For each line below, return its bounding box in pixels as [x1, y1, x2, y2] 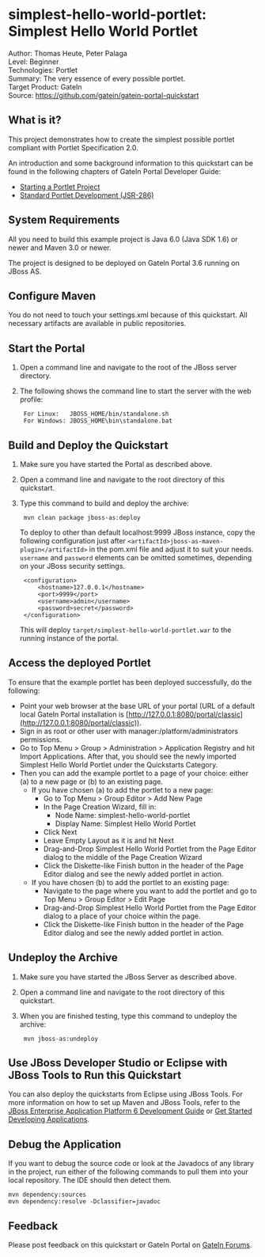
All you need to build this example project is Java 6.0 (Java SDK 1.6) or [8, 234, 239, 244]
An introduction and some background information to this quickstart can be [8, 158, 253, 168]
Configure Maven [8, 289, 97, 302]
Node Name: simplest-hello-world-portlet [55, 810, 191, 820]
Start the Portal [8, 342, 85, 355]
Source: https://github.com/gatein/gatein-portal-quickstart [8, 90, 199, 100]
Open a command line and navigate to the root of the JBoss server [19, 362, 237, 373]
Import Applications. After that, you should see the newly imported [19, 752, 237, 761]
